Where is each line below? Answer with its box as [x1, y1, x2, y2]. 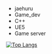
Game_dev [14, 11, 41, 18]
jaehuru [14, 5, 33, 12]
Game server [14, 30, 46, 37]
